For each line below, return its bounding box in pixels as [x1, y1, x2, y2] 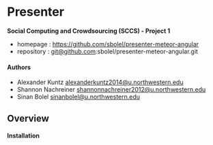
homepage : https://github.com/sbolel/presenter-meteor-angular [16, 40, 199, 48]
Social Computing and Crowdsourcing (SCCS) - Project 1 [7, 27, 171, 35]
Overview [7, 112, 50, 124]
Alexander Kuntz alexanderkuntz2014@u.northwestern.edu [16, 78, 184, 86]
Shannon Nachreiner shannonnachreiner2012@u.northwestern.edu [16, 85, 206, 94]
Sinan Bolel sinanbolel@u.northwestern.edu [16, 93, 141, 101]
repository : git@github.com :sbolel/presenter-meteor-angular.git [16, 47, 198, 55]
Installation [7, 131, 40, 140]
